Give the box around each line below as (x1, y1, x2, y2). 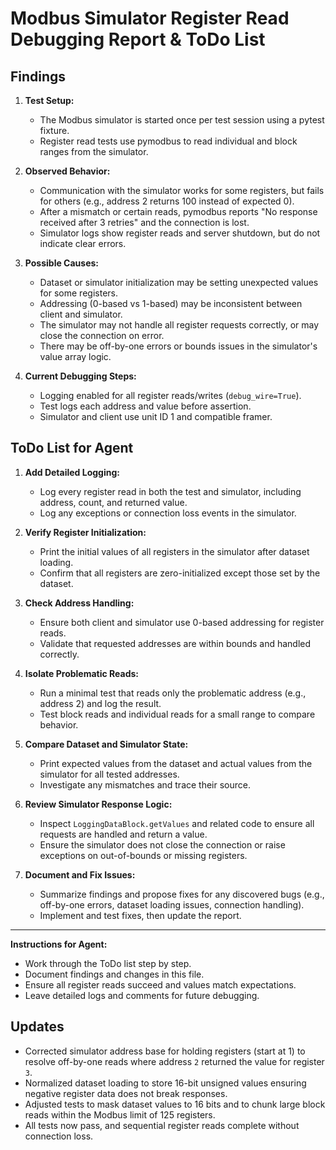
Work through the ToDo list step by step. (24, 957, 192, 969)
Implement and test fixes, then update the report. (39, 909, 242, 921)
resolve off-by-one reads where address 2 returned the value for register (24, 1055, 325, 1067)
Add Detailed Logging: (24, 466, 120, 478)
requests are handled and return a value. (39, 828, 208, 840)
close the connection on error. (39, 330, 165, 341)
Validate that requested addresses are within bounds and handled (39, 637, 312, 649)
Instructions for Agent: (10, 938, 108, 950)
